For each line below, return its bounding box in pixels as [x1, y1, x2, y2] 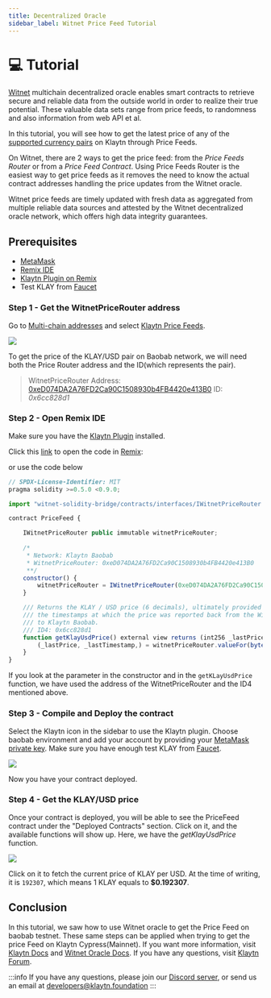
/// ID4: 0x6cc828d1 [23, 626, 92, 634]
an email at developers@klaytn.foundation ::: [8, 980, 156, 990]
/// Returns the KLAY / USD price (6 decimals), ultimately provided [23, 604, 262, 612]
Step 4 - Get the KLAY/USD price [8, 794, 140, 805]
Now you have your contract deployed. [8, 774, 138, 784]
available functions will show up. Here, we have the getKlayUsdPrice [8, 830, 236, 839]
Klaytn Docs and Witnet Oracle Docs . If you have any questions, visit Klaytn [8, 948, 260, 958]
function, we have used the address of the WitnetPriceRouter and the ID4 [8, 679, 252, 689]
